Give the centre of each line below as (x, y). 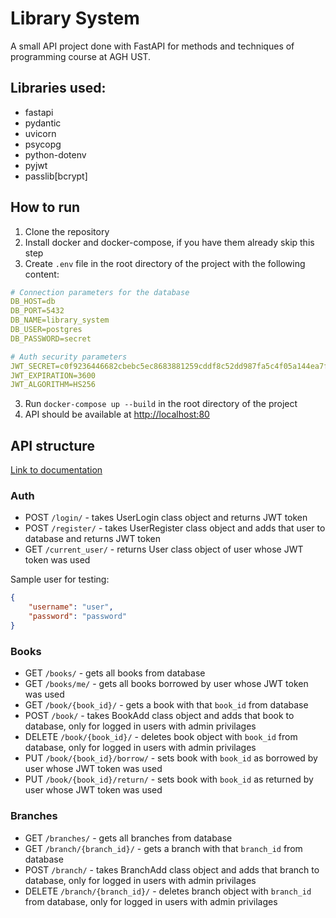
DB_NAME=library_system (60, 320)
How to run (45, 207)
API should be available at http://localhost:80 (117, 414)
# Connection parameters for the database (100, 292)
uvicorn (40, 133)
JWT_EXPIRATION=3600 (53, 375)
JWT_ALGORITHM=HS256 (53, 385)
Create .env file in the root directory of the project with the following (165, 263)
